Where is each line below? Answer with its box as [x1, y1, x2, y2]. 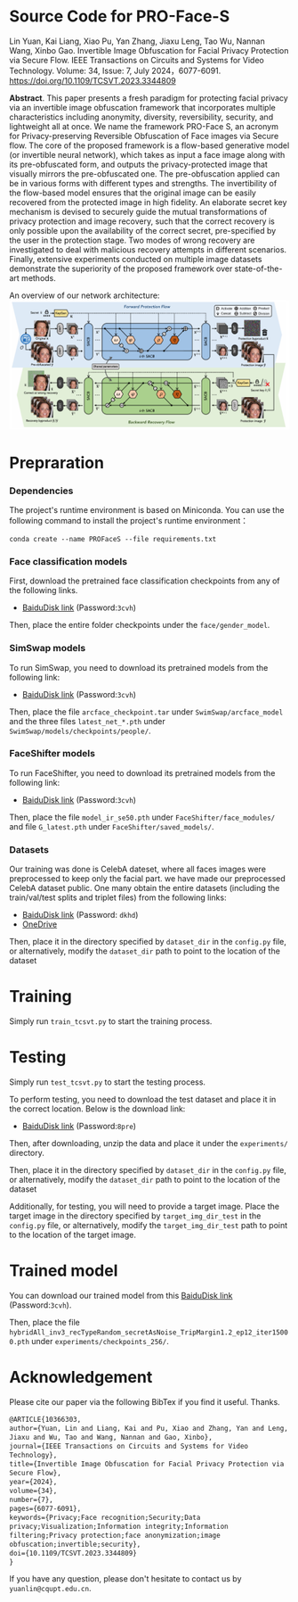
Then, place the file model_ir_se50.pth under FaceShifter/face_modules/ [9, 812, 276, 822]
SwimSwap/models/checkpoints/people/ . [9, 725, 151, 736]
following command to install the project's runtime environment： [9, 515, 249, 525]
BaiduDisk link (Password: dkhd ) [21, 910, 139, 921]
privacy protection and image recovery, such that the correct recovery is [9, 216, 276, 227]
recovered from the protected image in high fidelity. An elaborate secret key [9, 196, 287, 207]
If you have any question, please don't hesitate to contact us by [9, 1573, 242, 1584]
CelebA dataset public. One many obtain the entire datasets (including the [9, 883, 280, 894]
